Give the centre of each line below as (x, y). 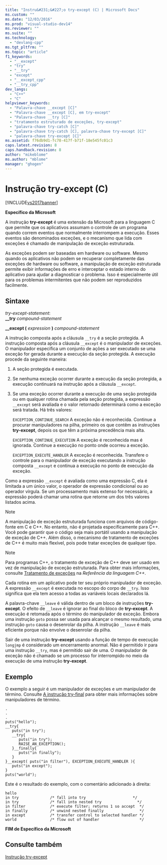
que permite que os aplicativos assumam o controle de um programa (76, 228)
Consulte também (34, 845)
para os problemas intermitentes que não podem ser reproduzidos (73, 280)
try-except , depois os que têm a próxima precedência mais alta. (79, 430)
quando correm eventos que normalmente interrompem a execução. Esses (82, 233)
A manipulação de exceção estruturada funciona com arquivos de (73, 522)
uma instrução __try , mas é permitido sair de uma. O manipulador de (76, 651)
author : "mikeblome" (27, 155)
